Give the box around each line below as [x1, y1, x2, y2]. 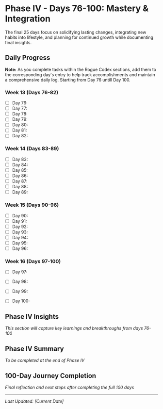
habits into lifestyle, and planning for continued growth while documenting [5, 34, 154, 40]
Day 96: [12, 245, 28, 251]
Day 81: [12, 127, 27, 133]
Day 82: [12, 133, 28, 139]
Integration [5, 13, 51, 24]
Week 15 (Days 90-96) [5, 202, 59, 209]
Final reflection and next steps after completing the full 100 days [5, 384, 134, 390]
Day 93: [12, 229, 28, 235]
